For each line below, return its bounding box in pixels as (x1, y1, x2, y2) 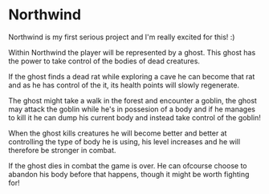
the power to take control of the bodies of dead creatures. (8, 56, 201, 66)
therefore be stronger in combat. (8, 145, 116, 155)
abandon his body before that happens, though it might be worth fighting (8, 169, 250, 179)
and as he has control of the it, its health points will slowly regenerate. (8, 80, 239, 90)
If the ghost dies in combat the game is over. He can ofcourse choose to (8, 160, 247, 170)
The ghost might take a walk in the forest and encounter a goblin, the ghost (8, 95, 257, 105)
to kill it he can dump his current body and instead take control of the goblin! (8, 112, 261, 122)
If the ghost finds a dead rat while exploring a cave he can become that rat (8, 71, 255, 81)
